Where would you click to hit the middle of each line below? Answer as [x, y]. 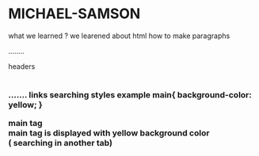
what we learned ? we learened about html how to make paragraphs [119, 36]
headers [22, 66]
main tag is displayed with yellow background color [109, 133]
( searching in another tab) [61, 143]
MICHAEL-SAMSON [74, 14]
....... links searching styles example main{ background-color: [130, 95]
